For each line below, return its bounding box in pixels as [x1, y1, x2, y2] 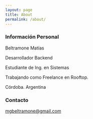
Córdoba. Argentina [5, 84, 46, 90]
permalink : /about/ [5, 17, 46, 22]
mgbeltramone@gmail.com [5, 108, 61, 114]
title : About [5, 12, 33, 17]
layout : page [5, 7, 33, 13]
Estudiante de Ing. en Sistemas [5, 64, 69, 71]
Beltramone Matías [5, 45, 44, 51]
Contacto [5, 96, 29, 103]
